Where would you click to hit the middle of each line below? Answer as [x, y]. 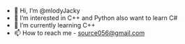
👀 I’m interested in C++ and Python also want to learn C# [96, 18]
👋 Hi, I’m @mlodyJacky [47, 11]
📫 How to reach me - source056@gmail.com [79, 33]
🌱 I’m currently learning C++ [54, 25]
